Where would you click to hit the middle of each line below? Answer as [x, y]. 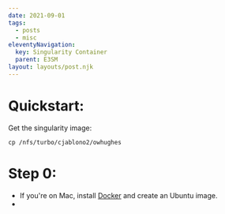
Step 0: [32, 173]
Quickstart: [46, 105]
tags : [17, 23]
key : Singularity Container [62, 52]
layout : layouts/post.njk [51, 67]
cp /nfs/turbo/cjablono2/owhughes [65, 142]
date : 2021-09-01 [37, 15]
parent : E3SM [37, 60]
